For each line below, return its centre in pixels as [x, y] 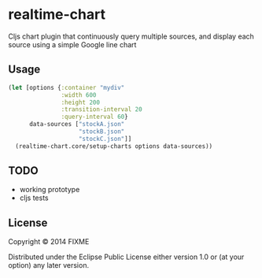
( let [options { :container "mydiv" [66, 87]
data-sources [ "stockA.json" [77, 124]
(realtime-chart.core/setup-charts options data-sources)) [114, 146]
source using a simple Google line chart [72, 44]
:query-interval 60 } [94, 117]
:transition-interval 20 [102, 109]
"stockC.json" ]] [105, 139]
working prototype [50, 190]
